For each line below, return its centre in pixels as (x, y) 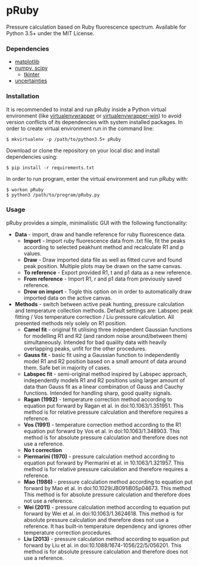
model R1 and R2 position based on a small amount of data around (105, 361)
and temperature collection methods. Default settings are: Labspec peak (104, 310)
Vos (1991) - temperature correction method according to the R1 (102, 424)
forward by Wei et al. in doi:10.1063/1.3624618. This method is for (103, 513)
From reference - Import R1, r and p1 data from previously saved (102, 279)
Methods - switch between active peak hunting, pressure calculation (99, 304)
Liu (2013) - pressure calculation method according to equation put (106, 539)
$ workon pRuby (25, 190)
